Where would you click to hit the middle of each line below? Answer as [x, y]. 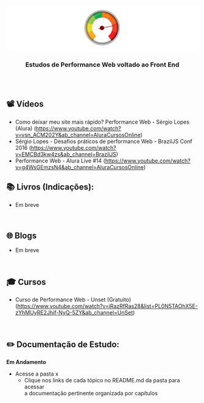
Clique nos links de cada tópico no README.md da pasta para [102, 380]
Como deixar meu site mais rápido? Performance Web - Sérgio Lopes [102, 122]
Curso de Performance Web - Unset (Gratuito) [73, 300]
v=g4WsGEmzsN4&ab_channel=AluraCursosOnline [79, 167]
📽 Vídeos [25, 104]
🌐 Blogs [22, 235]
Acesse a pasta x [37, 374]
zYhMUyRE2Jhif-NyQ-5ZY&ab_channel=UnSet [74, 313]
